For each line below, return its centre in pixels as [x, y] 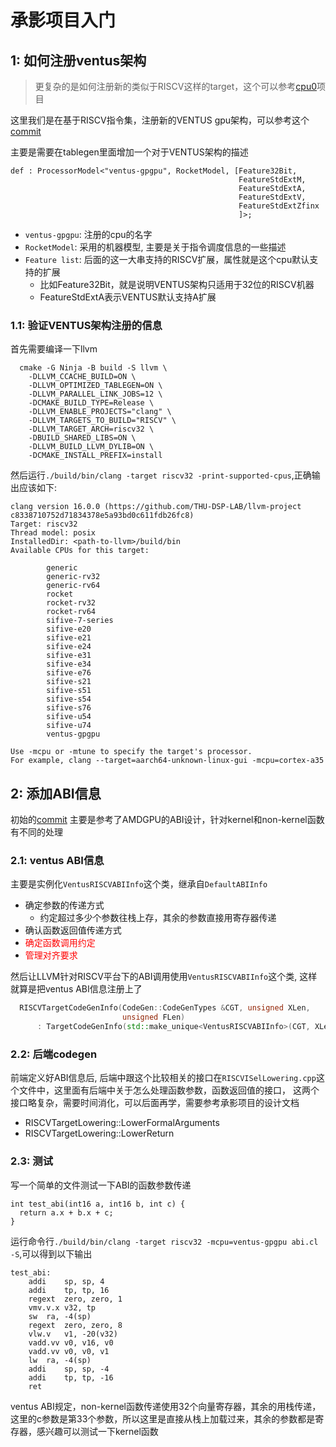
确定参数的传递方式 [64, 905]
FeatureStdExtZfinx [279, 206]
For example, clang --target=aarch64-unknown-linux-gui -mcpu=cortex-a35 [167, 761]
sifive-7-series [80, 621]
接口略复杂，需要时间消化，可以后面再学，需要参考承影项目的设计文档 [155, 1103]
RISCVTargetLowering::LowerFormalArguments [122, 1123]
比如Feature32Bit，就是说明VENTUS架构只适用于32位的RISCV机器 [177, 284]
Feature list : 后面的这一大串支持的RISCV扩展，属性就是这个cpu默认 [167, 259]
